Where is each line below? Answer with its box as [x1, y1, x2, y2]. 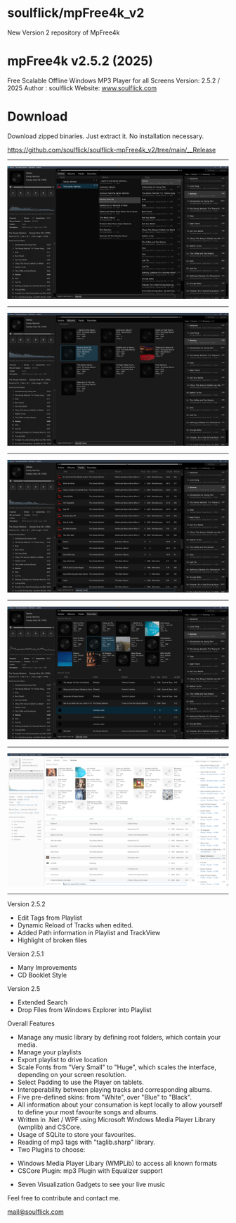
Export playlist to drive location [17, 1055, 107, 1064]
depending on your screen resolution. [17, 1070, 126, 1078]
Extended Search [17, 998, 68, 1006]
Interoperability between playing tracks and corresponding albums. [17, 1085, 212, 1094]
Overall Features [7, 1019, 55, 1028]
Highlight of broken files [17, 936, 88, 944]
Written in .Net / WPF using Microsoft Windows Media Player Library [17, 1115, 216, 1124]
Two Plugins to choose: [17, 1145, 86, 1154]
